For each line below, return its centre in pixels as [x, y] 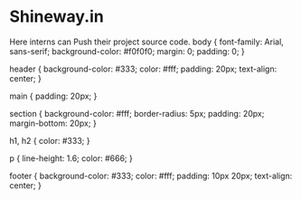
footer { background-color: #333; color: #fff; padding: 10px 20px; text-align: [151, 176]
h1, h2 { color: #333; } [50, 140]
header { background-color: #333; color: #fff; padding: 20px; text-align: [143, 69]
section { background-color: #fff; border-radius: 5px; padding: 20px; [137, 113]
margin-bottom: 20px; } [53, 123]
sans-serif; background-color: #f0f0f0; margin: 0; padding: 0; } [127, 51]
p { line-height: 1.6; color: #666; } [71, 158]
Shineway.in [56, 17]
